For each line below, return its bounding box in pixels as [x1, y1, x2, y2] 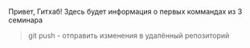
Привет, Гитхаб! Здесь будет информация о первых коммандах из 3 [8, 7, 243, 16]
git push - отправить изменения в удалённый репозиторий [27, 31, 230, 40]
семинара [8, 15, 43, 25]
